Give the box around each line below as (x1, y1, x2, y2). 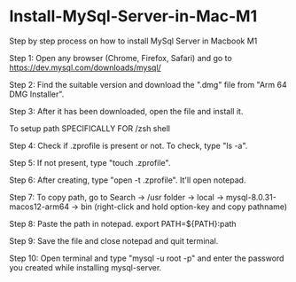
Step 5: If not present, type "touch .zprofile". (9, 157, 171, 168)
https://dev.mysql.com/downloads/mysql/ (9, 62, 161, 73)
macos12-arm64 (9, 201, 69, 212)
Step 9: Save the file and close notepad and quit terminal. (9, 235, 219, 246)
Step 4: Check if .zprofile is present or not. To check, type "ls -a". (9, 140, 248, 151)
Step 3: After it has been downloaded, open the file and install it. (9, 106, 244, 116)
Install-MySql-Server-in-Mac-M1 (9, 6, 258, 27)
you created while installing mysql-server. (9, 262, 162, 272)
